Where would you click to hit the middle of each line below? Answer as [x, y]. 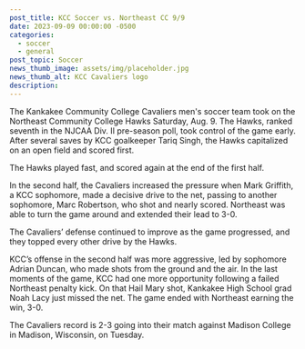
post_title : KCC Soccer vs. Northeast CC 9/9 [97, 18]
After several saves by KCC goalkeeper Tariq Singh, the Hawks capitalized [149, 140]
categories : [32, 35]
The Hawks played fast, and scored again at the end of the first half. [137, 167]
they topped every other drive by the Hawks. [93, 241]
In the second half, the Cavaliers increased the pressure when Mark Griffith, [152, 185]
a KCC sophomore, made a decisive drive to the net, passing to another [143, 194]
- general [36, 52]
